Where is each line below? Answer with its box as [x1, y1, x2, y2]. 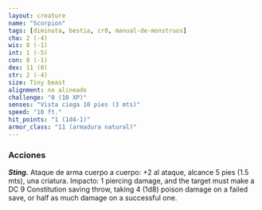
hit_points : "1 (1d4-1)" [8, 116, 91, 124]
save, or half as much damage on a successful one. [8, 193, 178, 203]
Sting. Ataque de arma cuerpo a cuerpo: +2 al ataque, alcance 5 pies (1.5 [8, 168, 249, 177]
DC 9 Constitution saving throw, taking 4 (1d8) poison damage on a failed [8, 184, 248, 194]
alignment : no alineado [8, 85, 88, 94]
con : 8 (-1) [8, 57, 48, 65]
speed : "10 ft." [8, 109, 62, 117]
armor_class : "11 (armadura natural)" [8, 123, 137, 131]
